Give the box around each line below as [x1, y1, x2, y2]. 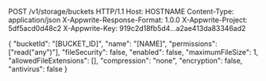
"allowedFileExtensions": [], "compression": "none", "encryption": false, [8, 56, 243, 65]
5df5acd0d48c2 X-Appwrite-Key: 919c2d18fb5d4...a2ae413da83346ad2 [8, 24, 246, 33]
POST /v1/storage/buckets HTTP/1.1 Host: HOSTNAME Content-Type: [8, 7, 234, 16]
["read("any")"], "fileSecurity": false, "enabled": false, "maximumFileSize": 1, [8, 48, 259, 56]
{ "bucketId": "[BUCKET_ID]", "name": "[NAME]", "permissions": [8, 39, 218, 48]
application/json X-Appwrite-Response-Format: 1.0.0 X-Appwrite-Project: [8, 15, 248, 25]
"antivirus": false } [8, 64, 67, 74]
